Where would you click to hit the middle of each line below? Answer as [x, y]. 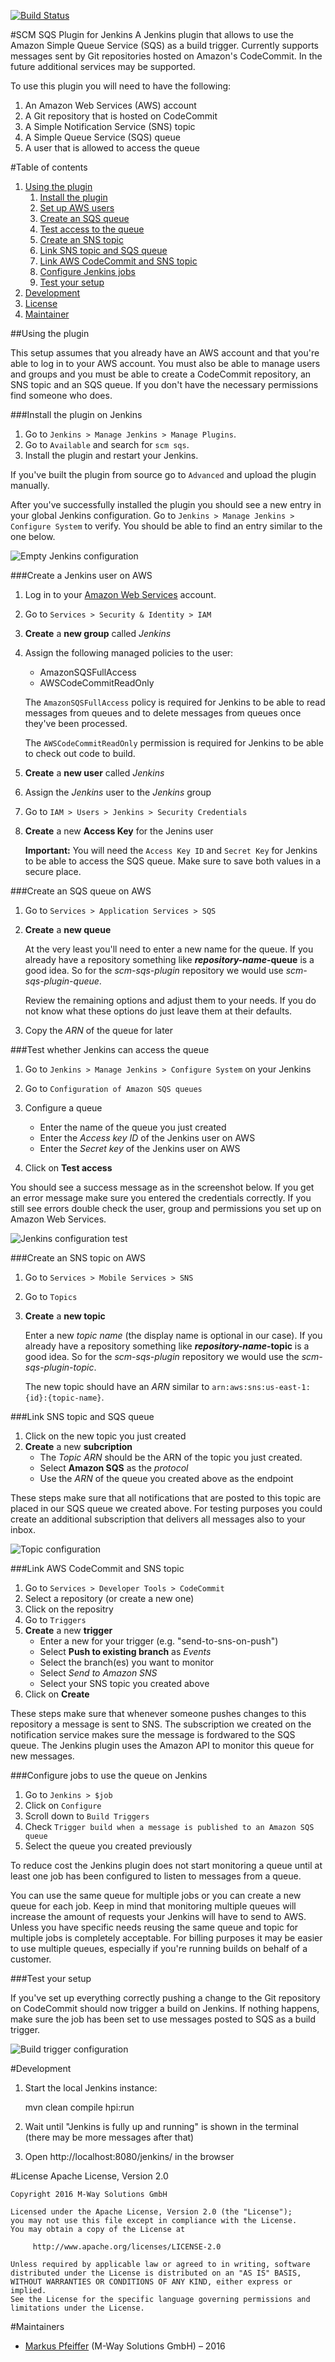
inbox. [23, 1529]
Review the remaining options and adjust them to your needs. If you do [170, 1000]
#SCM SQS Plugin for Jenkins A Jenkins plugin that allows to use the [152, 34]
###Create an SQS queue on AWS [81, 891]
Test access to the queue [92, 229]
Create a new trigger [68, 1630]
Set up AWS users [77, 208]
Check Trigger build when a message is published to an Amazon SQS [169, 1826]
